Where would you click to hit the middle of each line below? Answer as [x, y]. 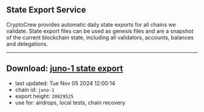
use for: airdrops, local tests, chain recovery [70, 102]
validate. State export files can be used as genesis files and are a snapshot [100, 31]
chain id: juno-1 [35, 90]
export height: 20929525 [44, 96]
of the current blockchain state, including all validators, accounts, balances [100, 37]
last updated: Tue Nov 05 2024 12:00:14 [65, 83]
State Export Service [46, 10]
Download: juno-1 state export [65, 69]
